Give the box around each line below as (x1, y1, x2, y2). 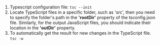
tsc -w (9, 36, 24, 41)
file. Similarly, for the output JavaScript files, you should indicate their (9, 20, 151, 25)
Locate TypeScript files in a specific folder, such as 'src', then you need (9, 9, 155, 15)
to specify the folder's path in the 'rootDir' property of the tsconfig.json (9, 15, 156, 20)
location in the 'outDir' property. (9, 25, 76, 31)
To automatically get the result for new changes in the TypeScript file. (9, 30, 151, 36)
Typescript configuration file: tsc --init (9, 4, 92, 10)
